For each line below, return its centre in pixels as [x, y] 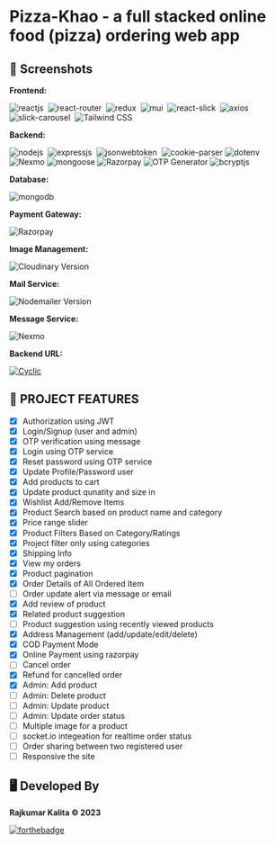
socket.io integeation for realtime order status [107, 736]
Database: [29, 179]
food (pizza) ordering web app [125, 36]
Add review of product [64, 604]
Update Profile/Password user [78, 472]
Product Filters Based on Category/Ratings [101, 533]
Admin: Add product [60, 685]
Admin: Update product [66, 705]
